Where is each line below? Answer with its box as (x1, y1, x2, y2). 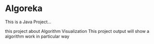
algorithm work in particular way (5, 33, 70, 39)
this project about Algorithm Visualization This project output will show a (5, 28, 150, 34)
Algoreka (5, 3, 43, 14)
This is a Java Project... (5, 19, 52, 25)
